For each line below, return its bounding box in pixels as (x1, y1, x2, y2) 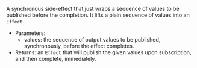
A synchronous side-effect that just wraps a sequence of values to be (6, 5, 180, 12)
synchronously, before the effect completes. (23, 42, 134, 49)
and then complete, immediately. (14, 55, 96, 62)
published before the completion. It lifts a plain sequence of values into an (6, 11, 190, 19)
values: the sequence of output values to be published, (23, 36, 161, 43)
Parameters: (14, 29, 46, 37)
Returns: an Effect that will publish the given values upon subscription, (14, 49, 192, 56)
